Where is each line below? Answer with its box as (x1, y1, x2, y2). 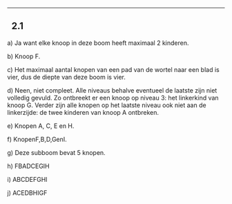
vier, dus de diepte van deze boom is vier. (7, 73, 126, 81)
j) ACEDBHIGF (7, 188, 48, 197)
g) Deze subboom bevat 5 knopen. (7, 148, 106, 156)
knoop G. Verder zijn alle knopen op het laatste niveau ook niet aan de (7, 101, 206, 109)
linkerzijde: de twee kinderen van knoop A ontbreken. (7, 108, 159, 116)
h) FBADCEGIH (7, 162, 50, 170)
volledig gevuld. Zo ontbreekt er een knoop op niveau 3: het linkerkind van (7, 93, 219, 102)
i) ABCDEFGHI (7, 175, 48, 183)
